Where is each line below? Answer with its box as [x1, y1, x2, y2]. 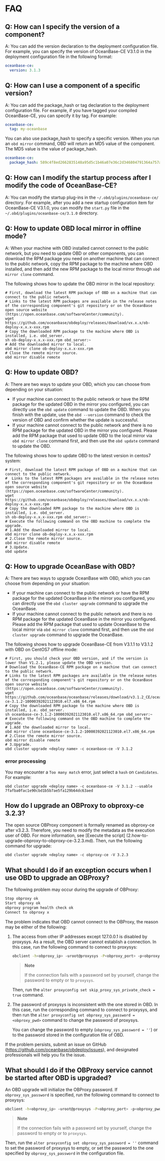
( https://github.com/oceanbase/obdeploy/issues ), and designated [5, 1046, 138, 1052]
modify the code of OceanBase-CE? [5, 181, 117, 190]
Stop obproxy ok [5, 896, 38, 901]
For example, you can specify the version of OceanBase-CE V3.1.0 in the [5, 49, 152, 54]
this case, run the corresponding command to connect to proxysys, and [12, 1007, 158, 1012]
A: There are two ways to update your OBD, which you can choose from [5, 381, 151, 387]
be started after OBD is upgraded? [5, 1074, 112, 1082]
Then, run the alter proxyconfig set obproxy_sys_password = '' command [5, 1140, 159, 1146]
